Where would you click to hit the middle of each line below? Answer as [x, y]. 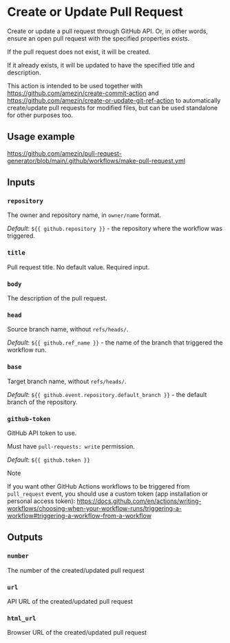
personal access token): [41, 501]
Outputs [25, 537]
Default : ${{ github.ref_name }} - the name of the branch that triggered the [115, 343]
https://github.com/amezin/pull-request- [64, 153]
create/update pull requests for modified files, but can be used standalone [113, 108]
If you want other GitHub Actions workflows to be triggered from [99, 486]
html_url [22, 618]
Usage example [41, 137]
